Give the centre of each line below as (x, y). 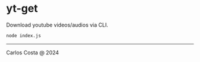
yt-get (22, 9)
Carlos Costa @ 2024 (33, 53)
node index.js (24, 35)
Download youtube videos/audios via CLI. (57, 25)
